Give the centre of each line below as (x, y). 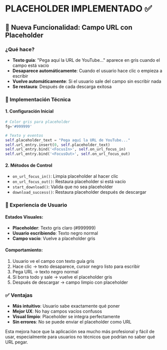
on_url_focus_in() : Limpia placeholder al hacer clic (65, 176)
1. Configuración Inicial (29, 111)
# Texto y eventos (24, 135)
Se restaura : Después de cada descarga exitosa (62, 86)
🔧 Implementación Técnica (38, 99)
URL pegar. (17, 342)
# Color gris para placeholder (38, 122)
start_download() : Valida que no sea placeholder (63, 187)
